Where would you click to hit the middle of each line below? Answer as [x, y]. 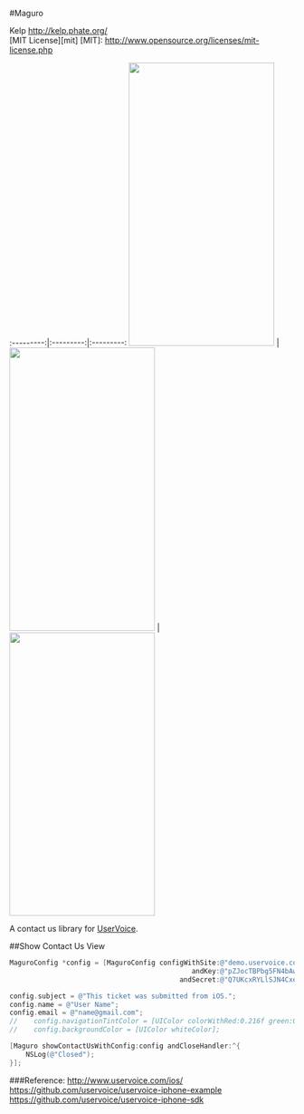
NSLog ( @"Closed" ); [60, 1054]
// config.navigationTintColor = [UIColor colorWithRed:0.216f [137, 1022]
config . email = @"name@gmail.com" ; [76, 1013]
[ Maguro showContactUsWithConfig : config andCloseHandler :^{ [125, 1046]
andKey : [206, 971]
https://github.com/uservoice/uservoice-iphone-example [116, 1090]
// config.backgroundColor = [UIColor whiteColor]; [115, 1030]
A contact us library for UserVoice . [74, 929]
